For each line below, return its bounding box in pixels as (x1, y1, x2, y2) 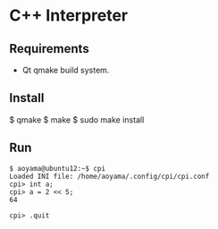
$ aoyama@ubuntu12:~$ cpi (9, 164, 105, 173)
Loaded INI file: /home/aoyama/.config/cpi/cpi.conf (9, 172, 210, 181)
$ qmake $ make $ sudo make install (9, 114, 145, 125)
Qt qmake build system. (21, 64, 110, 75)
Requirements (9, 41, 89, 56)
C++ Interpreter (9, 5, 129, 26)
